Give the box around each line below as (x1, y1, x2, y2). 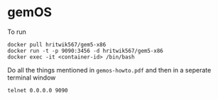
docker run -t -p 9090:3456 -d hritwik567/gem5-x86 (7, 47, 163, 54)
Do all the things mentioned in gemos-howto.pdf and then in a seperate (7, 65, 212, 74)
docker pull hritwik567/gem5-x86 (7, 41, 107, 48)
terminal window (7, 73, 56, 82)
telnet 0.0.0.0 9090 (7, 87, 69, 94)
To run (7, 27, 27, 36)
